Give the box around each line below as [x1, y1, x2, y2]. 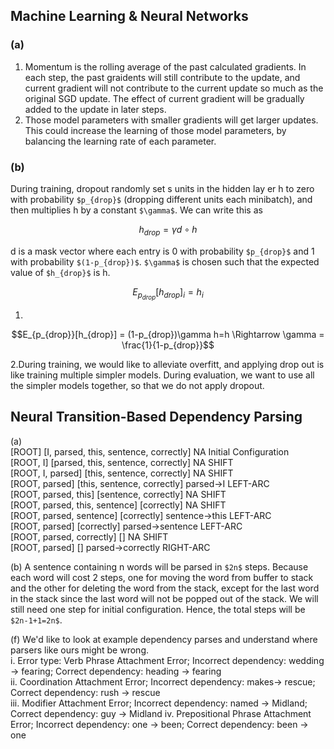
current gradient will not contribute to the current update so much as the [24, 82, 324, 94]
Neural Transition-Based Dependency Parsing [10, 409, 303, 426]
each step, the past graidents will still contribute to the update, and [24, 71, 301, 83]
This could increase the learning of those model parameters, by [24, 124, 287, 136]
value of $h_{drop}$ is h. [10, 266, 111, 278]
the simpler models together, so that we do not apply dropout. [10, 379, 265, 391]
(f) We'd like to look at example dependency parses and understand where [10, 633, 318, 645]
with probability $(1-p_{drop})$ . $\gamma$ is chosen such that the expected [10, 255, 320, 268]
